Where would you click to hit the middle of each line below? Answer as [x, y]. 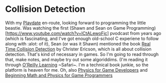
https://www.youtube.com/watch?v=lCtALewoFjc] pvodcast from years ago [84, 33]
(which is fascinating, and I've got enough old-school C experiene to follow [82, 39]
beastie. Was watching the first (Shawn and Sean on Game [65, 28]
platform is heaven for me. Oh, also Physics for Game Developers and [77, 70]
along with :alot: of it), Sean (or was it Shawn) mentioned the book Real [78, 43]
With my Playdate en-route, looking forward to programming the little [76, 23]
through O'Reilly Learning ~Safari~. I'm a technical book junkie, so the [77, 65]
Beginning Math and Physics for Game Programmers [59, 75]
